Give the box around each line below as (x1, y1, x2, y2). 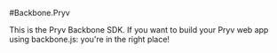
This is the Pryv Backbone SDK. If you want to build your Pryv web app (9, 25, 269, 34)
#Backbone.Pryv (9, 8, 71, 18)
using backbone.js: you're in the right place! (9, 34, 170, 44)
